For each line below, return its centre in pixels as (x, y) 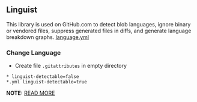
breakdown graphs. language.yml (48, 37)
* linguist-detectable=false (43, 77)
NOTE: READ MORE (31, 93)
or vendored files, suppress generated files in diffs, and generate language (99, 31)
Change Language (34, 52)
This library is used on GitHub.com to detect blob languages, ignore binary (98, 24)
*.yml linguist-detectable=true (47, 82)
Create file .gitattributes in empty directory (71, 66)
